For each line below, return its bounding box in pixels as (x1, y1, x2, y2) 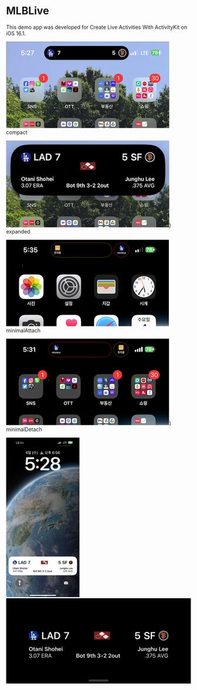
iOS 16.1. (6, 29, 26, 36)
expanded (6, 228, 30, 235)
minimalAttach (6, 326, 41, 334)
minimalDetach (6, 425, 42, 433)
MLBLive (6, 4, 49, 18)
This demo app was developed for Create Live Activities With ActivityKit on (6, 24, 188, 31)
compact (6, 128, 28, 136)
